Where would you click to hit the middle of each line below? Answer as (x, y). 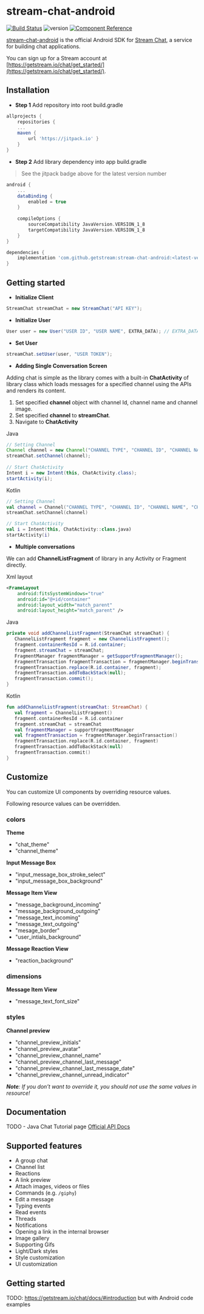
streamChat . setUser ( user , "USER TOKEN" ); (59, 354)
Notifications (31, 1225)
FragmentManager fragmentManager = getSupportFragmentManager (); (99, 656)
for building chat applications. (43, 46)
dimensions (24, 976)
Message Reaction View (37, 948)
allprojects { (24, 116)
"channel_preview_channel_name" (58, 1055)
